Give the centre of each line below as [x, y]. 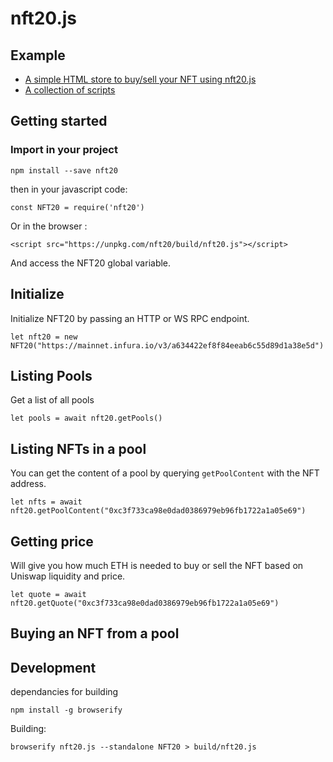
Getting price [52, 541]
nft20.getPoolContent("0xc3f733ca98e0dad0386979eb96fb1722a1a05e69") [158, 511]
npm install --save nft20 [64, 170]
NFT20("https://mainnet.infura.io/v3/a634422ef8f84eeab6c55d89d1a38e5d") [167, 345]
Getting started [59, 121]
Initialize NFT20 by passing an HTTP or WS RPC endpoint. [130, 318]
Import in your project [64, 150]
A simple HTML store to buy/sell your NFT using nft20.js [140, 79]
